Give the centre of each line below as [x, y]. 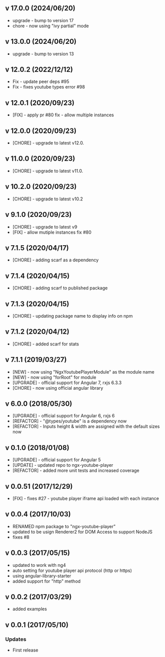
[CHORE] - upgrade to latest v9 [45, 227]
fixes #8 [21, 537]
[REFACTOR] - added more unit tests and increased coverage [76, 471]
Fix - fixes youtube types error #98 [49, 87]
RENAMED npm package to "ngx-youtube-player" [64, 526]
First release [25, 650]
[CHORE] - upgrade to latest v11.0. [48, 171]
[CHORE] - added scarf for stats [46, 344]
